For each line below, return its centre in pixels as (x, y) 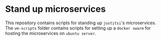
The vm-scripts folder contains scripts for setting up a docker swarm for (78, 28)
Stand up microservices (55, 9)
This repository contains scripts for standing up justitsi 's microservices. (81, 23)
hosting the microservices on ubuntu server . (51, 33)
